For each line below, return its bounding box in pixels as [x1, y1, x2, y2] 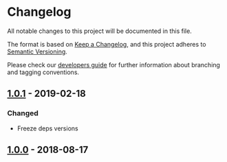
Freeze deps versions [17, 124, 78, 132]
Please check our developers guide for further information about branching [7, 60, 220, 69]
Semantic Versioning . [7, 47, 67, 56]
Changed [7, 108, 39, 118]
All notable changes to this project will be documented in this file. [7, 27, 193, 35]
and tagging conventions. [7, 68, 80, 76]
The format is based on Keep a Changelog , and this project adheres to [7, 40, 206, 48]
